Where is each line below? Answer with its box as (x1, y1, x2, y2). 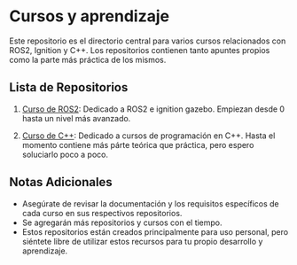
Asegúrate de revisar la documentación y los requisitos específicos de (21, 198, 279, 209)
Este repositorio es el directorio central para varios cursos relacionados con (9, 35, 286, 46)
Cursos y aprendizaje (9, 6, 170, 27)
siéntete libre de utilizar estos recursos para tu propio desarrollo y (21, 236, 263, 246)
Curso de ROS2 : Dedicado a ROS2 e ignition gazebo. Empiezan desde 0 (21, 104, 285, 114)
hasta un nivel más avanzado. (21, 113, 131, 123)
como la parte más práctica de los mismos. (9, 54, 167, 65)
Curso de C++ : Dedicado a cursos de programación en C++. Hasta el (21, 130, 276, 141)
